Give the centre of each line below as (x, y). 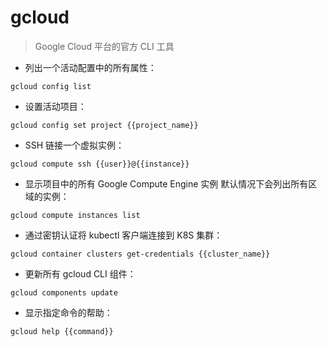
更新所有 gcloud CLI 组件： (80, 273)
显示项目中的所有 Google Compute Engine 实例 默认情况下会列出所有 (166, 183)
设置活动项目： (55, 106)
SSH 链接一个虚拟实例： (74, 145)
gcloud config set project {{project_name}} (104, 125)
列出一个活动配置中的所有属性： (90, 67)
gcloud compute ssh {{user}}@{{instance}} (100, 164)
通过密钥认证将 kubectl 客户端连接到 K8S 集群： (123, 235)
